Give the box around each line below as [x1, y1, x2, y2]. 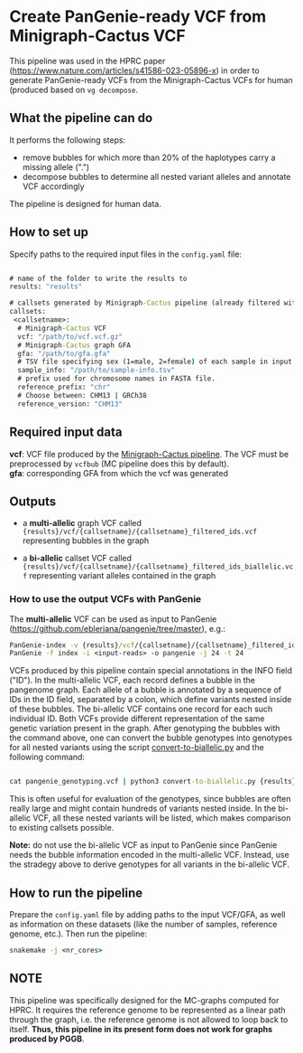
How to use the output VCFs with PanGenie [9, 593, 202, 606]
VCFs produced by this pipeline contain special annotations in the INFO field [9, 665, 293, 676]
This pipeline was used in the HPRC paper [9, 55, 166, 66]
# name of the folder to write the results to [9, 274, 188, 283]
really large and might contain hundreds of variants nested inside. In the [9, 803, 277, 814]
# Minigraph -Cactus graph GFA [17, 341, 131, 350]
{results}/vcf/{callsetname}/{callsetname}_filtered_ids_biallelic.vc [22, 562, 294, 571]
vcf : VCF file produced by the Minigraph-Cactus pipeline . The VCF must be [9, 448, 289, 459]
